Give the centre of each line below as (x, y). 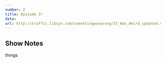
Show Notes (24, 43)
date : (11, 19)
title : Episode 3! (24, 14)
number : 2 (15, 10)
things (12, 55)
